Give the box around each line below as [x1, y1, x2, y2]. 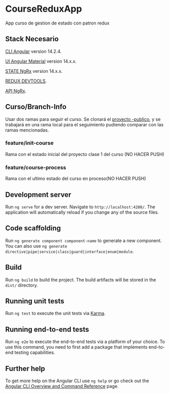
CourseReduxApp [5, 3, 82, 15]
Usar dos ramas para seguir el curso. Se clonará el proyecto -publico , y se [5, 116, 161, 122]
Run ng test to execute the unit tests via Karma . [5, 310, 106, 317]
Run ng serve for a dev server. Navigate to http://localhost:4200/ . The [5, 203, 156, 209]
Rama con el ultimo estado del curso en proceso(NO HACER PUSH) [5, 175, 146, 181]
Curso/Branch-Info [5, 102, 67, 111]
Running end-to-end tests [5, 325, 89, 334]
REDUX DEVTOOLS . [5, 77, 47, 84]
